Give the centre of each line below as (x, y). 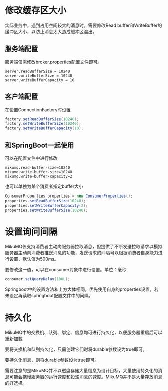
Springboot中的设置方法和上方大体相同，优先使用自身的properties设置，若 (82, 289)
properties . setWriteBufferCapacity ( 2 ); (47, 205)
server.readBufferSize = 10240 (38, 71)
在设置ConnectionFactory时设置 (38, 110)
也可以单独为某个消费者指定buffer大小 (44, 186)
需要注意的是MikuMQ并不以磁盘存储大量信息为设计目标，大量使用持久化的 (82, 371)
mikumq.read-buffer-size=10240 (38, 168)
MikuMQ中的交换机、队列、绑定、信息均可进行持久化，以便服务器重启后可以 (84, 333)
